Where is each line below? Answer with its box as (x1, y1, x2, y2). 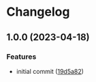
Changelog (6, 4, 70, 20)
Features (6, 52, 37, 61)
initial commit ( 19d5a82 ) (16, 67, 84, 75)
